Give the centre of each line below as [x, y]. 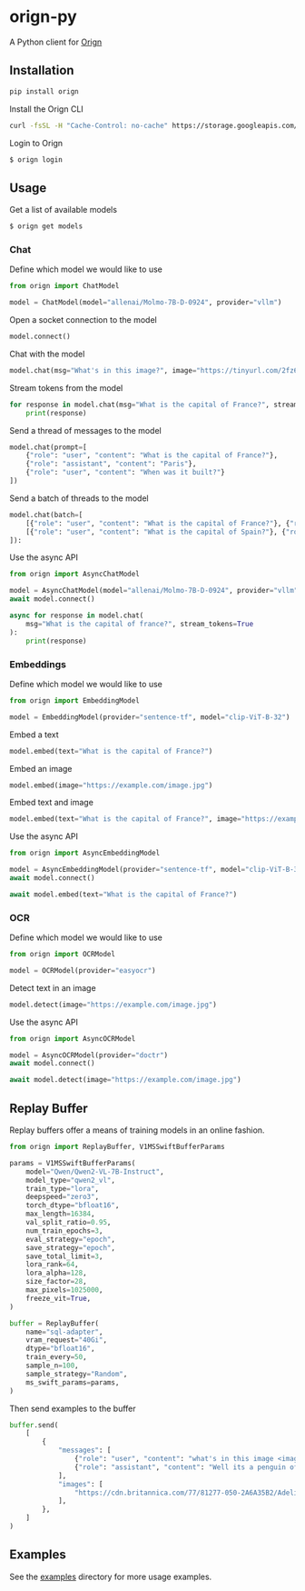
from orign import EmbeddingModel [75, 700]
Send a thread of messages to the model [85, 430]
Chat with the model [47, 354]
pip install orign [44, 91]
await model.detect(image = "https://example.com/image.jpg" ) [126, 1080]
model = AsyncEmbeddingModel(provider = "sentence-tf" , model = [128, 870]
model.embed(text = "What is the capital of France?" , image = [126, 819]
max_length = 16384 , [60, 1214]
